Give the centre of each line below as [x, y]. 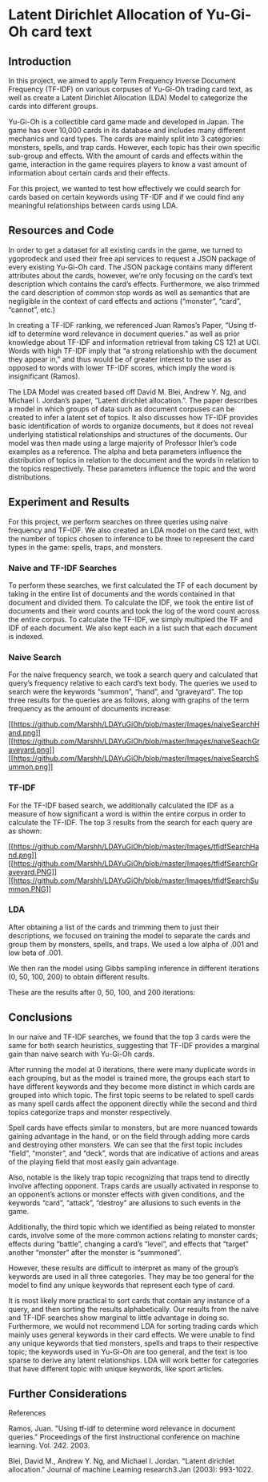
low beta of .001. [36, 953]
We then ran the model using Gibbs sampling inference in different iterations [134, 968]
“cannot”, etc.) [32, 310]
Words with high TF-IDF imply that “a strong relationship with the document [133, 350]
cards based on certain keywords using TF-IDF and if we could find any [126, 197]
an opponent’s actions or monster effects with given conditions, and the [127, 1194]
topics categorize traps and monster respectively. [90, 1111]
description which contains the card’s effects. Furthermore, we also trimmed [134, 284]
